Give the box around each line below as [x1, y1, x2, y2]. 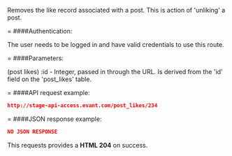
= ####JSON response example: [7, 115, 102, 123]
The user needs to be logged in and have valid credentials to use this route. [7, 41, 225, 48]
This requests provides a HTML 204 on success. [7, 141, 148, 149]
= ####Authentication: [7, 27, 73, 35]
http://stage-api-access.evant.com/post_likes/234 [7, 102, 158, 109]
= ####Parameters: [7, 54, 64, 62]
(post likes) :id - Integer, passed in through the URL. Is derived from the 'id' [7, 68, 224, 76]
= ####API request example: [7, 89, 90, 97]
